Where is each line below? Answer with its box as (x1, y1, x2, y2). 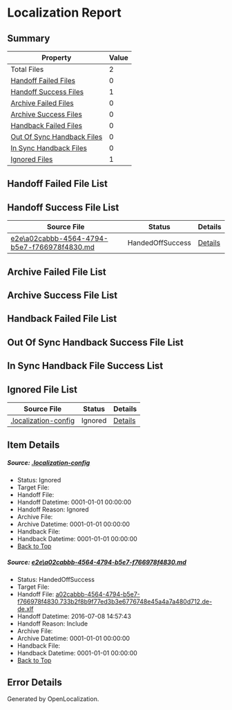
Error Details (7, 676, 62, 688)
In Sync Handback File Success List (7, 360, 164, 372)
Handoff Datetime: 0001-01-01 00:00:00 (17, 498, 132, 507)
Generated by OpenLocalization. (7, 695, 99, 703)
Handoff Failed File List (7, 178, 108, 190)
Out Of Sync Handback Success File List (7, 336, 184, 348)
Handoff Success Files (10, 87, 84, 96)
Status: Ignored (17, 476, 61, 484)
